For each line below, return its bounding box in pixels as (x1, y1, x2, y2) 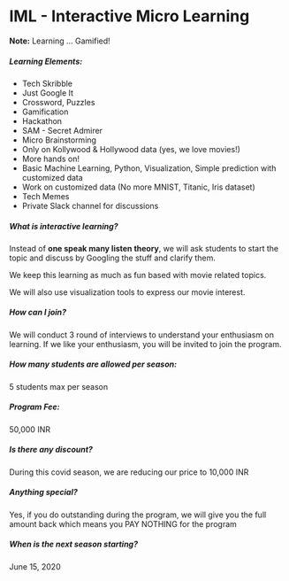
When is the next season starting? (9, 538, 139, 550)
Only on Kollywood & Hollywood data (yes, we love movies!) (21, 143, 241, 154)
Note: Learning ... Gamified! (9, 35, 110, 46)
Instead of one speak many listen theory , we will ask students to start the (9, 243, 279, 253)
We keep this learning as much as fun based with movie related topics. (9, 269, 267, 280)
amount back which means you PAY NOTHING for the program (9, 518, 237, 529)
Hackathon (21, 115, 63, 126)
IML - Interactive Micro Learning (9, 6, 250, 27)
